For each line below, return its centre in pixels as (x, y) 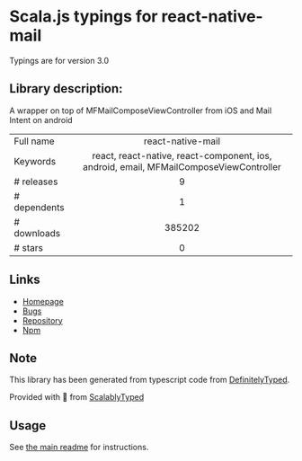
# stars (28, 247)
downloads (37, 233)
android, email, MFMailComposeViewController (182, 166)
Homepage (43, 301)
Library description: (66, 89)
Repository (42, 320)
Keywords (35, 161)
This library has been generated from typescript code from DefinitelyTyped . (150, 380)
